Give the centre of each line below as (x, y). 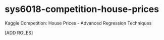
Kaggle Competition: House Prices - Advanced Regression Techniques (78, 23)
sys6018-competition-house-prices (82, 9)
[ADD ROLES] (19, 32)
